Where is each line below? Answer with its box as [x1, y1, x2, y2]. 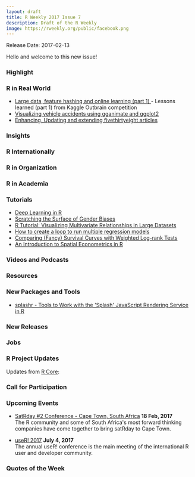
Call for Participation [6, 383, 67, 391]
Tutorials [6, 196, 33, 204]
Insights [6, 132, 30, 140]
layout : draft [6, 8, 42, 15]
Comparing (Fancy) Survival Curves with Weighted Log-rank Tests [14, 234, 178, 241]
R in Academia [6, 179, 49, 188]
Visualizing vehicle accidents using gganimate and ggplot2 [14, 110, 159, 117]
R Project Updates [6, 354, 59, 363]
